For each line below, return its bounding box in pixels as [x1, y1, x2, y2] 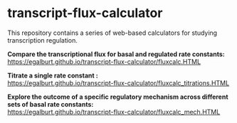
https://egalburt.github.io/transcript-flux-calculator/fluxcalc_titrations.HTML [7, 78, 230, 87]
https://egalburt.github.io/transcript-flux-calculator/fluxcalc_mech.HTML [7, 107, 221, 116]
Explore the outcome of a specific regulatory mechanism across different [7, 92, 229, 101]
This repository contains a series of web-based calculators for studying [7, 28, 218, 37]
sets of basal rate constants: [7, 100, 94, 108]
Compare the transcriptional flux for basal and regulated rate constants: [7, 50, 226, 58]
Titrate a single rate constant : [7, 71, 98, 80]
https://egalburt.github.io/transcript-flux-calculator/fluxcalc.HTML [7, 57, 201, 65]
